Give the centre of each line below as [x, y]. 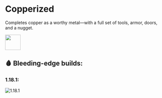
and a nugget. [19, 27]
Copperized [30, 9]
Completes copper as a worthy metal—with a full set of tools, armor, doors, [81, 23]
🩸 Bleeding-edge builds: [44, 63]
